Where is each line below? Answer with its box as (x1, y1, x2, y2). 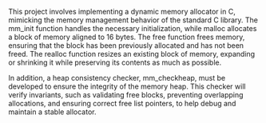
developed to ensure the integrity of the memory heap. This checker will (8, 81, 246, 91)
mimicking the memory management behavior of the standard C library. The (8, 15, 258, 25)
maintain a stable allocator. (8, 107, 97, 117)
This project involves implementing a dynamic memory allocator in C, (8, 7, 236, 16)
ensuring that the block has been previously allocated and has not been (8, 41, 244, 50)
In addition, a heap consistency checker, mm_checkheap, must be (8, 73, 226, 82)
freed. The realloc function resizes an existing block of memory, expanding (8, 50, 256, 58)
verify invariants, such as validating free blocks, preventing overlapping (8, 90, 244, 99)
